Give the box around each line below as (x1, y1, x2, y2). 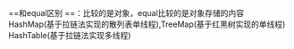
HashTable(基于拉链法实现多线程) (8, 30, 131, 40)
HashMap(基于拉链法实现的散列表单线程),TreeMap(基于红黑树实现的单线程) (8, 19, 286, 29)
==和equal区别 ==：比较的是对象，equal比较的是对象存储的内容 (8, 8, 245, 18)
